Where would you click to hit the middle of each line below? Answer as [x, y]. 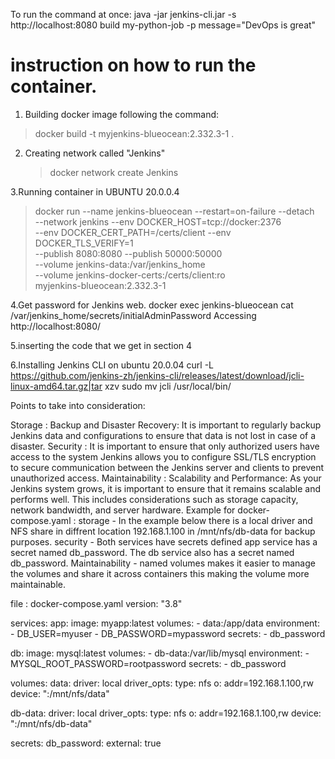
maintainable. [38, 584]
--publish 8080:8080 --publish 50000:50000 [128, 253]
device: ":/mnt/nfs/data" [60, 693]
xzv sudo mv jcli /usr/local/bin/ [168, 386]
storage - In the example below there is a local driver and [195, 520]
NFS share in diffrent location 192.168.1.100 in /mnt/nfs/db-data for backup [163, 531]
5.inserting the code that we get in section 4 [101, 345]
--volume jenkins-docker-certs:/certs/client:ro [130, 275]
